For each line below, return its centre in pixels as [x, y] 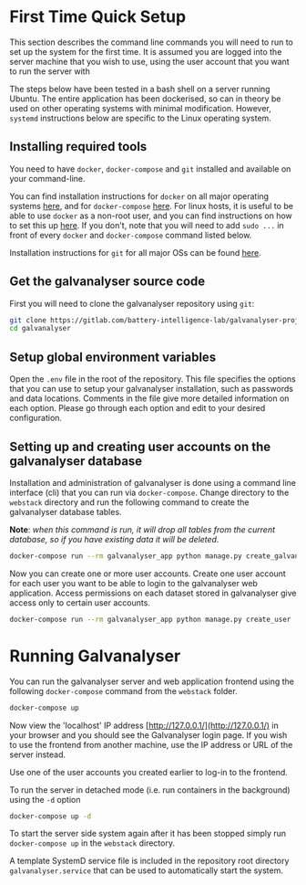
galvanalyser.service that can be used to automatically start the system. [147, 870]
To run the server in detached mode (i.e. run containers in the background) [150, 790]
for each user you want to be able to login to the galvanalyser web [133, 583]
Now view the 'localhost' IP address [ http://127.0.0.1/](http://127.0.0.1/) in [144, 725]
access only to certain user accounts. [80, 602]
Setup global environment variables [113, 357]
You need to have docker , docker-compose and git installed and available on [150, 169]
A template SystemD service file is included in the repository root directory [149, 861]
